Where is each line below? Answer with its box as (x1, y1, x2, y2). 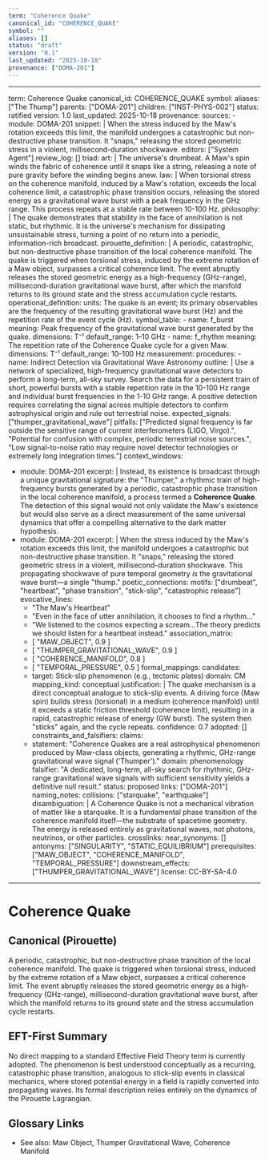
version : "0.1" (8, 49, 59, 57)
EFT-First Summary (8, 1030, 108, 1043)
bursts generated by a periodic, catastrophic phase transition (55, 483, 258, 493)
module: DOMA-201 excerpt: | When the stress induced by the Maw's (19, 535, 250, 544)
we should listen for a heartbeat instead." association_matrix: (31, 628, 234, 638)
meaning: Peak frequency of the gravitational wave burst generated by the (8, 323, 254, 333)
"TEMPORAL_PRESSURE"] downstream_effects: (31, 858, 191, 868)
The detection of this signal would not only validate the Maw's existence (19, 500, 259, 510)
